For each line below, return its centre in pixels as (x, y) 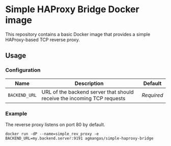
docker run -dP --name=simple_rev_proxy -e (52, 134)
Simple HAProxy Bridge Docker (72, 9)
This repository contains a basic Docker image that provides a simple (78, 34)
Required (152, 95)
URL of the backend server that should (88, 92)
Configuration (23, 70)
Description (89, 83)
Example (16, 113)
